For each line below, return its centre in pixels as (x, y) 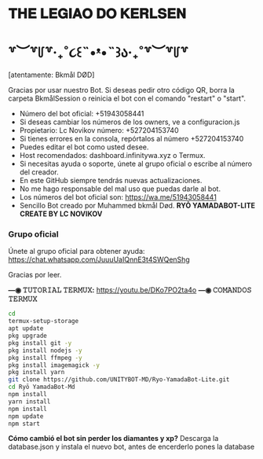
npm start (24, 424)
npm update (26, 416)
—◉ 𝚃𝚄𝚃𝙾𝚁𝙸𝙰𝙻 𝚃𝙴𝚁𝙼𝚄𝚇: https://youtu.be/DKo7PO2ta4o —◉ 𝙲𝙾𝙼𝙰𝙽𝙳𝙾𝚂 (130, 290)
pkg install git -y (40, 343)
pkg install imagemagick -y (54, 365)
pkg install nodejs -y (45, 351)
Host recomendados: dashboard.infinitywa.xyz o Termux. (112, 156)
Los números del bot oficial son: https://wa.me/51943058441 (118, 197)
